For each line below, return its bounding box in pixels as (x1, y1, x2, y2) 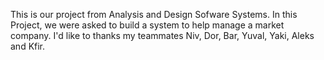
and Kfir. (10, 40, 46, 52)
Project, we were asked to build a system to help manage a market (10, 19, 285, 31)
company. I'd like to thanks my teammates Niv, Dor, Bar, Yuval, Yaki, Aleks (10, 30, 315, 41)
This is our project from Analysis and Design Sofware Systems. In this (10, 9, 298, 20)
